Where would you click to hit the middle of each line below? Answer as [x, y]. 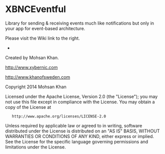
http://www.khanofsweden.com [38, 77]
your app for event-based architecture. [45, 28]
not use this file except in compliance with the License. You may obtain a [80, 102]
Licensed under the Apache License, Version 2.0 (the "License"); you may [81, 96]
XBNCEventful [36, 9]
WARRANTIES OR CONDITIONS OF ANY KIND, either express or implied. [79, 136]
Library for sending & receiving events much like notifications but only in [79, 23]
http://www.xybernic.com [31, 67]
